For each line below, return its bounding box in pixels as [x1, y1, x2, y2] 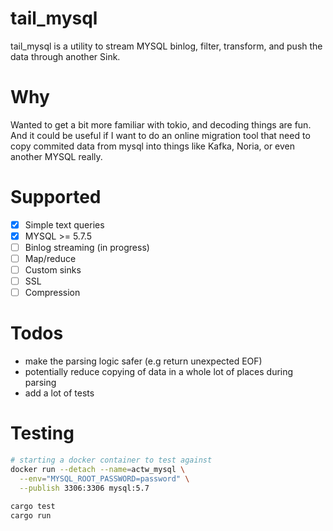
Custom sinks [24, 264, 82, 276]
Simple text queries [24, 218, 105, 231]
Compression [24, 287, 81, 299]
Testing [10, 422, 75, 445]
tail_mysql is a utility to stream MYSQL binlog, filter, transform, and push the [10, 40, 323, 52]
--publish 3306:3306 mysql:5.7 [19, 483, 150, 493]
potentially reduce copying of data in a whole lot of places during [24, 366, 294, 378]
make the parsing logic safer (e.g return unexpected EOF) [24, 355, 263, 367]
